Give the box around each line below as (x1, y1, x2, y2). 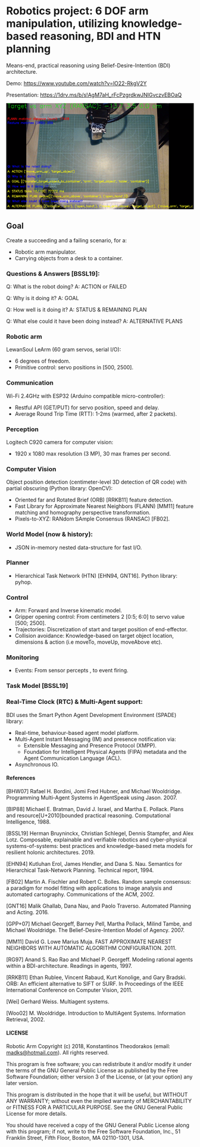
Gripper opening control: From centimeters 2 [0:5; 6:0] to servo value (14, 613, 185, 621)
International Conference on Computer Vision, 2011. (6, 986, 133, 993)
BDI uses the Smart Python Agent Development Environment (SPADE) (6, 711, 177, 718)
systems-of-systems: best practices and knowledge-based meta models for (6, 842, 193, 849)
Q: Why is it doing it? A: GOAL (6, 295, 79, 302)
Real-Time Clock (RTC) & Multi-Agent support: (6, 698, 143, 706)
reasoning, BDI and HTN (39, 30, 161, 43)
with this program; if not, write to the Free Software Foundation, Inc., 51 (6, 1128, 180, 1135)
